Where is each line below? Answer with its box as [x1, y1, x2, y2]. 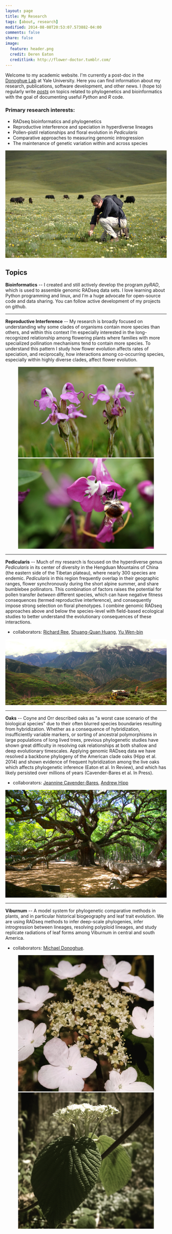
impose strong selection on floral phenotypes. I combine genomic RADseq [5, 602, 162, 609]
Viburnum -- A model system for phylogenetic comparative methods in [5, 908, 156, 914]
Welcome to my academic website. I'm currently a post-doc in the [5, 72, 144, 78]
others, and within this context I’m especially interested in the [5, 329, 135, 335]
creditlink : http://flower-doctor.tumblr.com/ [10, 57, 111, 62]
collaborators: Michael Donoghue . [12, 945, 84, 951]
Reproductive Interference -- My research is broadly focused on [5, 318, 143, 325]
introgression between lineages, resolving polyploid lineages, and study [5, 924, 157, 931]
